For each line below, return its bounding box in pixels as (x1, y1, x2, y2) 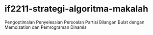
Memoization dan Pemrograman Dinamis (4, 24, 87, 30)
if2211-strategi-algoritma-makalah (4, 3, 149, 14)
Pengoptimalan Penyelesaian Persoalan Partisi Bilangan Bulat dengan (4, 19, 145, 25)
